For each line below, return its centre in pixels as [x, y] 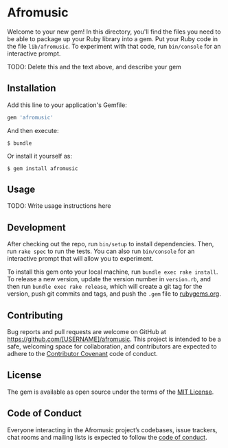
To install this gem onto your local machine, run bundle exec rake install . [113, 272]
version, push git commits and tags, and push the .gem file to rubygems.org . [114, 294]
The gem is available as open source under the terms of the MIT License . [111, 392]
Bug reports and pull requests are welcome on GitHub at [87, 332]
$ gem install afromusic [43, 168]
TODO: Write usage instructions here [59, 206]
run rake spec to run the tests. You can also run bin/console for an [101, 251]
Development [37, 227]
